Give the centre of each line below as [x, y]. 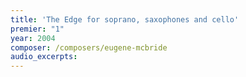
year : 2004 [33, 38]
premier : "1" [37, 29]
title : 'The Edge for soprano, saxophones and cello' [125, 19]
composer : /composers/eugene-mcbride [89, 47]
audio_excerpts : [44, 57]
